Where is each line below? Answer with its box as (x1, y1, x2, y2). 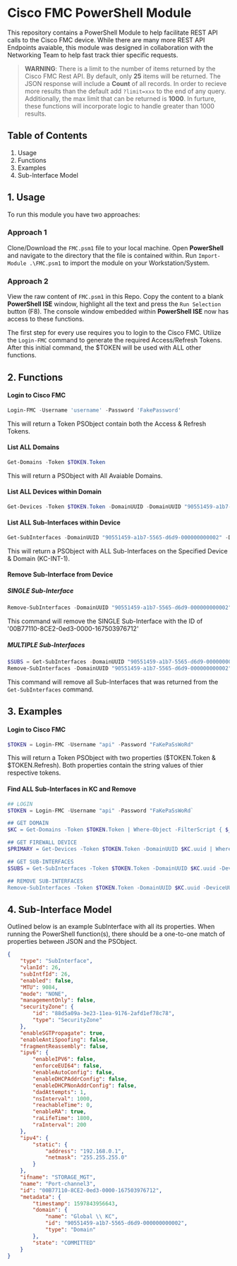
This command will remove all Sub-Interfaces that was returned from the (7, 678, 219, 687)
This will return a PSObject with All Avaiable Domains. (7, 471, 163, 480)
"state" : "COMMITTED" (32, 1239, 97, 1246)
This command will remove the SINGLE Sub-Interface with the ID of (7, 617, 203, 625)
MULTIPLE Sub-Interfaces (7, 640, 85, 649)
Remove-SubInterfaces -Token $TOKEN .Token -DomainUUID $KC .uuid (7, 884, 200, 891)
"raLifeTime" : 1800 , (32, 1115, 93, 1122)
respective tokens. (7, 768, 61, 777)
